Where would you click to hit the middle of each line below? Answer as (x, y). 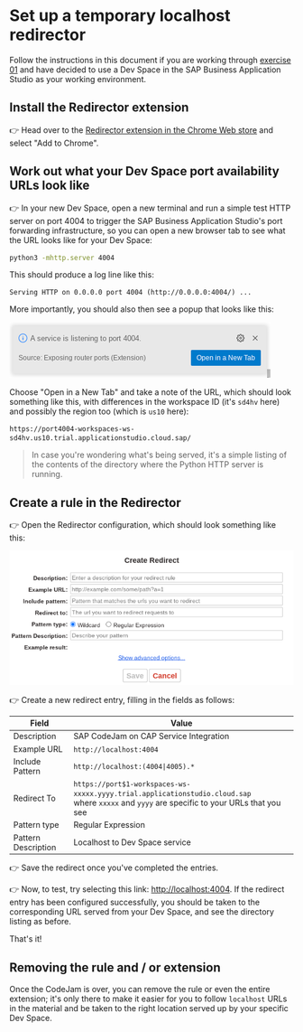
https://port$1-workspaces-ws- (132, 784)
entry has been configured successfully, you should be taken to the (134, 902)
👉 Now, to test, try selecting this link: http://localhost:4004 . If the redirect (147, 889)
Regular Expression (110, 825)
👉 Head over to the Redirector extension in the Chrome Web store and (141, 130)
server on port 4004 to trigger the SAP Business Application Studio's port (146, 220)
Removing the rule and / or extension (115, 967)
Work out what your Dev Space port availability (144, 171)
